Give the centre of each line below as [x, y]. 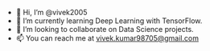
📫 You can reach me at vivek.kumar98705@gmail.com [107, 38]
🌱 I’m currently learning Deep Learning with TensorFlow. [109, 21]
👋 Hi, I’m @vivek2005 [51, 12]
